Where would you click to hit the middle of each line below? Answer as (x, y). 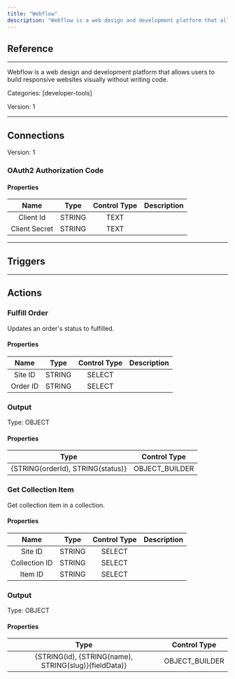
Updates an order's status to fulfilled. (61, 328)
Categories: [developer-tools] (50, 93)
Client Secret (32, 229)
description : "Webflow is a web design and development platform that (112, 20)
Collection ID (32, 563)
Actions (24, 293)
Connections (36, 135)
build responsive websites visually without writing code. (88, 80)
